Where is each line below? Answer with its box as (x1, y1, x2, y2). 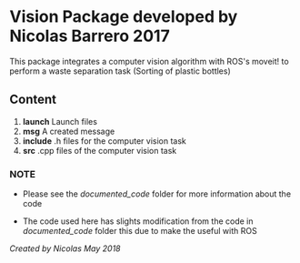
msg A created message (22, 126, 115, 137)
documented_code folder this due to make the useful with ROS (22, 226, 257, 237)
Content (9, 92, 57, 107)
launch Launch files (22, 116, 98, 126)
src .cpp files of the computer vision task (22, 145, 177, 156)
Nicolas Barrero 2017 (9, 25, 170, 46)
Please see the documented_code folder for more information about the (22, 188, 292, 199)
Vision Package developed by (9, 6, 238, 27)
